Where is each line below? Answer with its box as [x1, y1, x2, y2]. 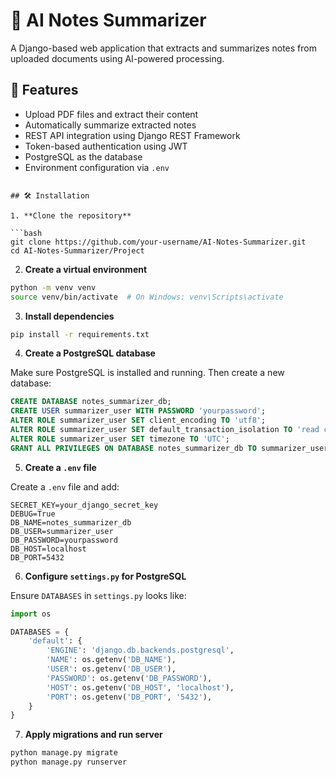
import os [10, 609, 52, 619]
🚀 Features [10, 82, 79, 99]
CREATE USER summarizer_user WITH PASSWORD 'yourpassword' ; [10, 406, 267, 416]
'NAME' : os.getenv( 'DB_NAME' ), [46, 655, 177, 665]
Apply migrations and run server [24, 729, 163, 741]
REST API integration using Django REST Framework [24, 129, 241, 141]
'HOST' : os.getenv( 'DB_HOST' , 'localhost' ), [46, 682, 235, 693]
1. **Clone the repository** [10, 210, 132, 221]
